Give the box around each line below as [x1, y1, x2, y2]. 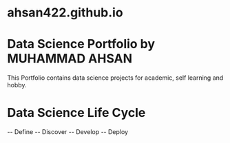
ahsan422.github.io [7, 5, 123, 21]
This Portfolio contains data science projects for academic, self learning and [7, 74, 224, 82]
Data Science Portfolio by [7, 36, 156, 52]
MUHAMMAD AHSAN [7, 51, 133, 67]
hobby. [7, 81, 27, 89]
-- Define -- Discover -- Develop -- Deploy [7, 128, 129, 136]
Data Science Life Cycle [7, 105, 146, 121]
